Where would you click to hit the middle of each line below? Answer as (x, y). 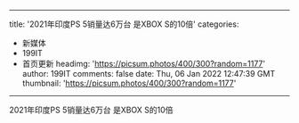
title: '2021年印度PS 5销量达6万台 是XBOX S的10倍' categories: (124, 24)
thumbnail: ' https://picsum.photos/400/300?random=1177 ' (129, 83)
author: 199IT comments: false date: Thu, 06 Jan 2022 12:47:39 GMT (149, 74)
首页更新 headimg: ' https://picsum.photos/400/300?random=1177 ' (143, 64)
